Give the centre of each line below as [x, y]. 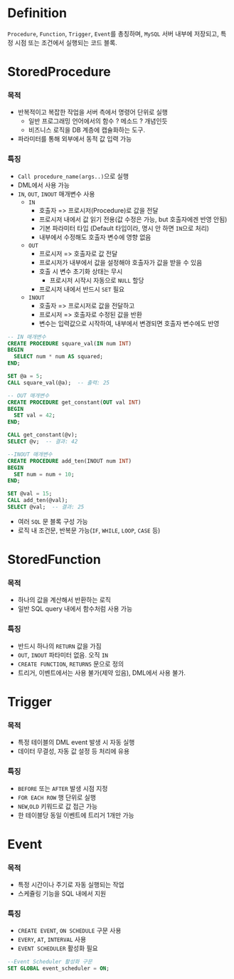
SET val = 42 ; [34, 415]
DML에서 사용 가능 [43, 185]
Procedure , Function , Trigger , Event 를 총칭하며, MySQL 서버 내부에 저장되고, [113, 33]
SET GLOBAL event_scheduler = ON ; [59, 969]
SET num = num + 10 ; [44, 474]
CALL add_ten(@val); [38, 501]
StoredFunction [54, 560]
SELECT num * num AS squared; [58, 357]
